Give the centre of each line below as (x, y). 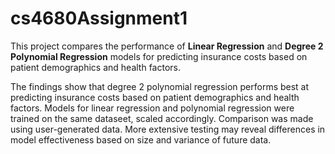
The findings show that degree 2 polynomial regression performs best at (160, 86)
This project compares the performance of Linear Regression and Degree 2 (167, 46)
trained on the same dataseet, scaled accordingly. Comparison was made (162, 118)
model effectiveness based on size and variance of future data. (141, 139)
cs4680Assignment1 (99, 18)
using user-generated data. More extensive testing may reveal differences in (168, 129)
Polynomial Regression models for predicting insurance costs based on (159, 56)
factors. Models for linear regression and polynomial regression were (152, 108)
